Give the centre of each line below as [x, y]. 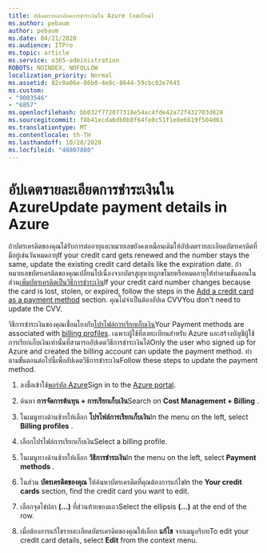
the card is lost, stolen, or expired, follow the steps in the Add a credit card [131, 291]
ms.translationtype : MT [48, 127]
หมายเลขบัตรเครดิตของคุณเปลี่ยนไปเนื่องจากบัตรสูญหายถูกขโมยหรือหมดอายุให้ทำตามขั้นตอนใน [132, 273]
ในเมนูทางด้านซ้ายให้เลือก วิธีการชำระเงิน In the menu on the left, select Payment [138, 458]
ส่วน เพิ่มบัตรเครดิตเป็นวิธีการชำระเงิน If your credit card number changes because [130, 282]
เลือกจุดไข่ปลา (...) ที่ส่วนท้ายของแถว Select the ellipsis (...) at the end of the [133, 507]
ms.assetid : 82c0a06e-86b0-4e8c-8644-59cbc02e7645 [94, 83]
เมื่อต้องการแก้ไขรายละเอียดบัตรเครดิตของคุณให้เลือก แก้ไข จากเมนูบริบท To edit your [134, 531]
